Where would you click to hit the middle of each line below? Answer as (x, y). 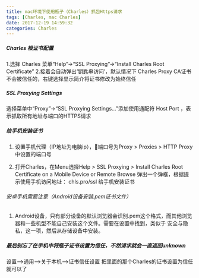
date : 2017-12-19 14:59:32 (40, 23)
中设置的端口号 (33, 154)
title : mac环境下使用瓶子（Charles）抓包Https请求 (64, 12)
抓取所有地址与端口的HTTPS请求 (51, 116)
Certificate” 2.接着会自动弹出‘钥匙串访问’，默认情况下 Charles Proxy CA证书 (99, 71)
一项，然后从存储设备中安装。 (67, 231)
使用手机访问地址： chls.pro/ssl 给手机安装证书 (77, 182)
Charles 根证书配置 (30, 48)
